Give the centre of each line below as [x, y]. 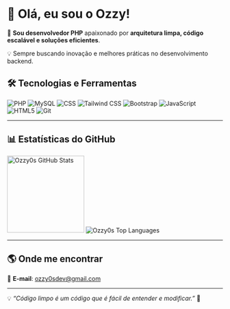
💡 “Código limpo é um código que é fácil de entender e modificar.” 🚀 [104, 298]
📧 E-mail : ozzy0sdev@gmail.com [54, 279]
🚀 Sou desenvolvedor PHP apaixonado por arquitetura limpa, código [105, 33]
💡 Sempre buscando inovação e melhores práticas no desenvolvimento [108, 53]
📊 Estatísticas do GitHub [61, 139]
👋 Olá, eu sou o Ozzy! [68, 14]
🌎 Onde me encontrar [55, 259]
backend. [20, 61]
